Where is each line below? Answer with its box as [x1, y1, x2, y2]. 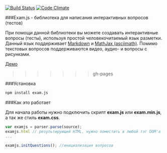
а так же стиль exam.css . [5, 114, 60, 121]
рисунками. [5, 51, 31, 57]
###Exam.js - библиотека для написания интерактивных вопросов [5, 15, 148, 20]
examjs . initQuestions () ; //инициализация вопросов [5, 143, 114, 148]
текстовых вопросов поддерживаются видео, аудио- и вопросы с [5, 46, 147, 52]
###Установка [5, 81, 36, 86]
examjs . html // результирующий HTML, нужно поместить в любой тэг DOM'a [5, 129, 161, 134]
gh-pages [93, 71, 113, 77]
